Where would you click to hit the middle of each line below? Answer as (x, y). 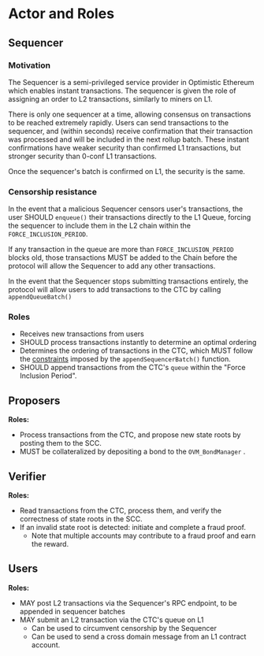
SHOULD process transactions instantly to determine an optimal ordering (138, 343)
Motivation (30, 65)
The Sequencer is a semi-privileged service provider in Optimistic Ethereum (131, 82)
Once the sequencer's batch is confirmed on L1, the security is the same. (127, 171)
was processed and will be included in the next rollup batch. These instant (129, 139)
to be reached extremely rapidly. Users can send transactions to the (119, 122)
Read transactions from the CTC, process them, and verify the (121, 511)
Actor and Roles (61, 14)
